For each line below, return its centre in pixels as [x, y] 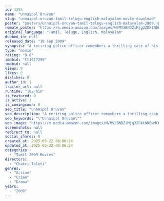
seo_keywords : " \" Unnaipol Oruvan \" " [43, 118]
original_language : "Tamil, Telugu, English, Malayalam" [64, 32]
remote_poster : [20, 28]
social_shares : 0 [23, 137]
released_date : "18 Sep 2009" [36, 41]
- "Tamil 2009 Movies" [32, 155]
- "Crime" [19, 178]
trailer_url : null [24, 87]
